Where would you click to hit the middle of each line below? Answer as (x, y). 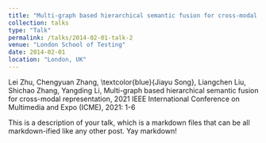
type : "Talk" (30, 30)
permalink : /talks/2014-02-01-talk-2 (71, 38)
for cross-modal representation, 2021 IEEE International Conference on (124, 99)
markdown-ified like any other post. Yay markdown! (93, 130)
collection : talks (39, 23)
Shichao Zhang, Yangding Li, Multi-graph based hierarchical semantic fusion (133, 90)
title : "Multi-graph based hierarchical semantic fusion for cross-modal (133, 15)
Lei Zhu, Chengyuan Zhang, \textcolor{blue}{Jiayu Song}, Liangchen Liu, (127, 82)
